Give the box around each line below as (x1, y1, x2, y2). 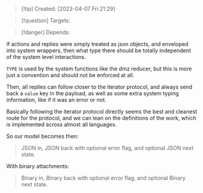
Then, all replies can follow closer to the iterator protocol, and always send (6, 83, 193, 90)
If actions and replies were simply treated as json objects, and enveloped (6, 41, 189, 47)
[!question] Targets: (21, 17, 71, 24)
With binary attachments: (6, 163, 70, 169)
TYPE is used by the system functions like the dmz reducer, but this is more (6, 65, 192, 72)
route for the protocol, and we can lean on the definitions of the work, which (6, 115, 197, 121)
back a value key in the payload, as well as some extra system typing (6, 90, 179, 96)
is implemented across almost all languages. (6, 121, 117, 128)
